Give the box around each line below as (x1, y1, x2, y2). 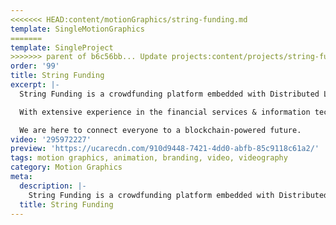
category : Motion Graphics (10, 162, 123, 173)
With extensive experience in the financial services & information (19, 107, 311, 117)
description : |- (19, 181, 87, 191)
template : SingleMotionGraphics (10, 24, 145, 34)
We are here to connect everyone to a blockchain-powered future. (19, 125, 302, 135)
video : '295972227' (10, 134, 92, 145)
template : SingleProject (10, 42, 114, 53)
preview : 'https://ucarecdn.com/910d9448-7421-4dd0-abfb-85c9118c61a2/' (10, 144, 320, 154)
